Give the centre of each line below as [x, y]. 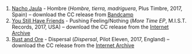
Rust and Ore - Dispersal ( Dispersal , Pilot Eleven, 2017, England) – [90, 39]
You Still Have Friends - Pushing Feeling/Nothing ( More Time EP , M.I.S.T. [99, 21]
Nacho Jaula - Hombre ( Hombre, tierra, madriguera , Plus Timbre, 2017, [97, 8]
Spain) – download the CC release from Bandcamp [72, 15]
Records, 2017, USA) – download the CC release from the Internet [90, 27]
